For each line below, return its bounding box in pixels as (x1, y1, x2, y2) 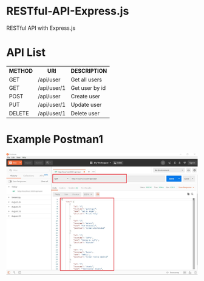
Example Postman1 (6, 132, 103, 146)
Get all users (70, 76, 102, 83)
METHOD (8, 67, 33, 75)
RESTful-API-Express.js (6, 4, 129, 18)
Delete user (70, 109, 100, 117)
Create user (70, 93, 100, 100)
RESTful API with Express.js (6, 24, 76, 32)
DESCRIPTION (70, 67, 107, 75)
